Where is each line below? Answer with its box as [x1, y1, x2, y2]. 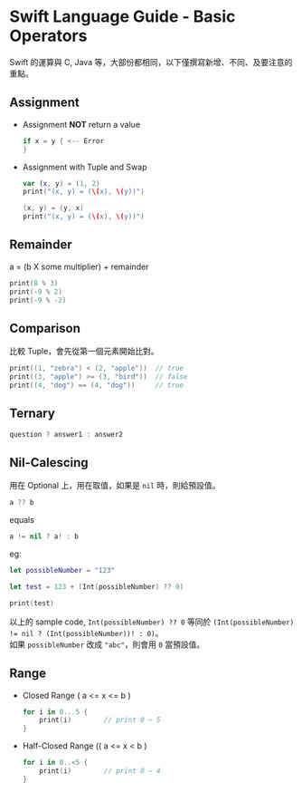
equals [9, 515, 34, 526]
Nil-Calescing [9, 455, 89, 470]
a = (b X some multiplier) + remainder [9, 261, 149, 272]
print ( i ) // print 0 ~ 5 [39, 716, 161, 725]
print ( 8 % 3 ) [9, 278, 59, 287]
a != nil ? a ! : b [9, 532, 79, 541]
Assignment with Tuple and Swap [22, 161, 147, 172]
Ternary [9, 406, 56, 421]
